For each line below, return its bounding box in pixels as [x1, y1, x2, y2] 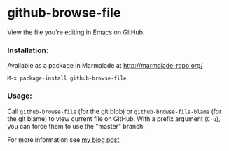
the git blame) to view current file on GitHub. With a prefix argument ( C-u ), [7, 114, 221, 123]
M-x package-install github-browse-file [7, 75, 127, 82]
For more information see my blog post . [7, 135, 121, 144]
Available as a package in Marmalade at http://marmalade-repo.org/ [7, 62, 203, 70]
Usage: [7, 91, 33, 101]
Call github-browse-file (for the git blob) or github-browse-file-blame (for [7, 107, 222, 115]
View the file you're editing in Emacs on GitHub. [7, 28, 145, 36]
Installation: [7, 45, 49, 55]
